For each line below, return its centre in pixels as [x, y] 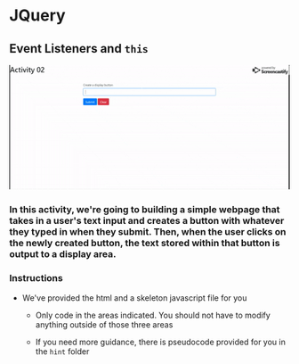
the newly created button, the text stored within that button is [145, 244]
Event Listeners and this [79, 49]
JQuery [37, 16]
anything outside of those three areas [104, 324]
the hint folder [62, 351]
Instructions [36, 278]
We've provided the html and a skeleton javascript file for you [134, 298]
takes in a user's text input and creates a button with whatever [147, 221]
